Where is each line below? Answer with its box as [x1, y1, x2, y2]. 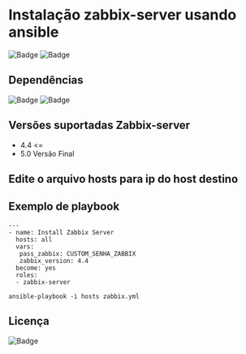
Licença [8, 314, 50, 328]
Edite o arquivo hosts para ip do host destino [8, 172, 239, 186]
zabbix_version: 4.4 [19, 257, 89, 265]
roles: [15, 270, 38, 279]
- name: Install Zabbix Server [8, 228, 114, 236]
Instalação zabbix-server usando [8, 6, 237, 24]
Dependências [8, 73, 84, 87]
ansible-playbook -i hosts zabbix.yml [8, 292, 140, 300]
